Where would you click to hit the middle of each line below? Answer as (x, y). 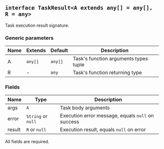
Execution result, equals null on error (103, 130)
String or (37, 116)
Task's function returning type (107, 73)
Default (59, 50)
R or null (36, 130)
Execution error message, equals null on (107, 116)
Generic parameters (29, 38)
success (70, 122)
